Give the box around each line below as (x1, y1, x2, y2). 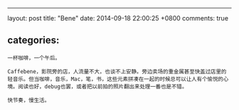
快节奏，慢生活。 (7, 97, 51, 104)
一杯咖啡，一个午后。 (7, 54, 60, 61)
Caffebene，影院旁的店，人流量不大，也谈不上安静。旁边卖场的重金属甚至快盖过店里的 (7, 68, 227, 75)
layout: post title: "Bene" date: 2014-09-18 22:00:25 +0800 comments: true (7, 14, 229, 22)
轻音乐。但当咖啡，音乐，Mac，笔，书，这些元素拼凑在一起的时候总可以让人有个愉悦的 (7, 75, 224, 82)
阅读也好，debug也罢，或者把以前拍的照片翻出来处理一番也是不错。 (17, 82, 188, 90)
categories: (7, 35, 60, 47)
